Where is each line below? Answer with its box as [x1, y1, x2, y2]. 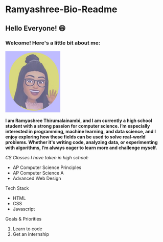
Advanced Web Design [12, 175, 61, 181]
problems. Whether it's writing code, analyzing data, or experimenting [5, 139, 158, 145]
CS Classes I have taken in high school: [5, 154, 89, 160]
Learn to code [12, 226, 42, 232]
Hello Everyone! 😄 [5, 24, 66, 33]
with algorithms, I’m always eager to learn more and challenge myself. [5, 144, 157, 151]
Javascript [12, 206, 35, 212]
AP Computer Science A [12, 170, 64, 176]
